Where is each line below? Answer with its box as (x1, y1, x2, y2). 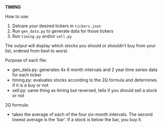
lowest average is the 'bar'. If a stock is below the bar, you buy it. (12, 117, 143, 122)
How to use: (5, 14, 29, 19)
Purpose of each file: (5, 57, 47, 63)
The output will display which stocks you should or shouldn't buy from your (5, 43, 156, 48)
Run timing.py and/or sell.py (12, 34, 72, 39)
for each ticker (12, 72, 42, 77)
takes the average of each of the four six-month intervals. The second (12, 111, 153, 117)
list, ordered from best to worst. (5, 48, 69, 54)
